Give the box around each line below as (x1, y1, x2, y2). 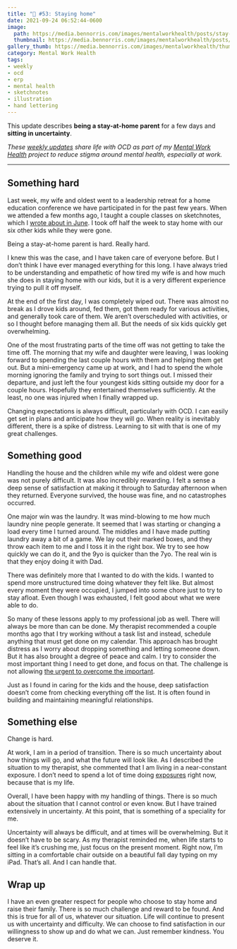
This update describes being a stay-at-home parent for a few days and (7, 121, 216, 130)
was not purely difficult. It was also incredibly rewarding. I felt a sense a (7, 476, 216, 484)
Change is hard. (7, 735, 54, 743)
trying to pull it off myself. (7, 283, 82, 291)
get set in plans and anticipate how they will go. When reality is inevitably (7, 414, 220, 423)
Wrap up (7, 878, 46, 890)
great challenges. (7, 429, 58, 437)
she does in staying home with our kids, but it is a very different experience (7, 276, 226, 284)
